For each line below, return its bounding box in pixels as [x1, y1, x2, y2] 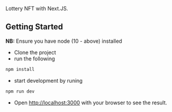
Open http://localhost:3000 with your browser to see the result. [14, 99, 168, 106]
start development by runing [14, 77, 83, 84]
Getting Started [5, 22, 63, 32]
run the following [14, 55, 55, 62]
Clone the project [14, 49, 56, 56]
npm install [5, 66, 35, 72]
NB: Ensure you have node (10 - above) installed [5, 38, 123, 45]
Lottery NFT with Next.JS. [5, 5, 69, 12]
